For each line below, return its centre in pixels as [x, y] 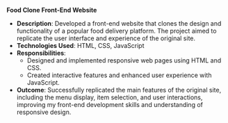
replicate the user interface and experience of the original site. [106, 38]
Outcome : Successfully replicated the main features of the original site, [119, 90]
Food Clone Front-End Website [52, 10]
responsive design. [44, 112]
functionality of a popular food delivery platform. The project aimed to [116, 31]
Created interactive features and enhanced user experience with [119, 75]
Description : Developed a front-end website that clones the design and [119, 23]
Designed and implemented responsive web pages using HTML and [124, 60]
